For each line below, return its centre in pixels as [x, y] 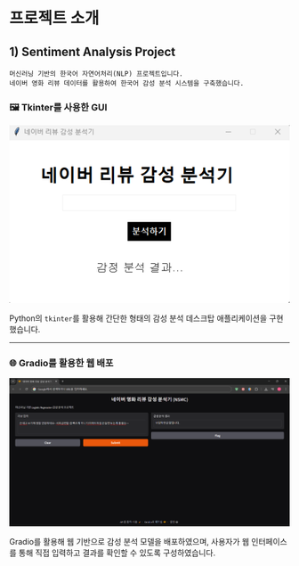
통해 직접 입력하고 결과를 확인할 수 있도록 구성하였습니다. [117, 553]
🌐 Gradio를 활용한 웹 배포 [61, 363]
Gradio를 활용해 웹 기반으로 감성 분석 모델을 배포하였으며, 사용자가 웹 [129, 542]
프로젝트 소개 [54, 18]
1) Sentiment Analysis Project [93, 51]
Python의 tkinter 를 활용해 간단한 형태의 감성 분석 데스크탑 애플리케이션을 [138, 318]
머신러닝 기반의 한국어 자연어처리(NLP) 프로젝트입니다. [97, 74]
